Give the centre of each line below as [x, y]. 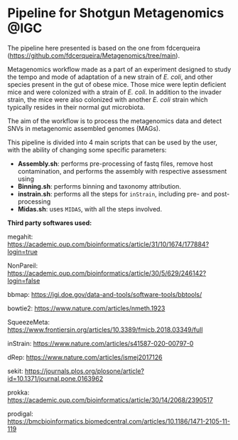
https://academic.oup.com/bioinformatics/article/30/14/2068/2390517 [110, 399]
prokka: [18, 392]
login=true [22, 251]
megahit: [20, 236]
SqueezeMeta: [28, 322]
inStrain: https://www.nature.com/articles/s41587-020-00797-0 [101, 343]
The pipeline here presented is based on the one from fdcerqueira [104, 48]
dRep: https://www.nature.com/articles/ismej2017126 [85, 357]
